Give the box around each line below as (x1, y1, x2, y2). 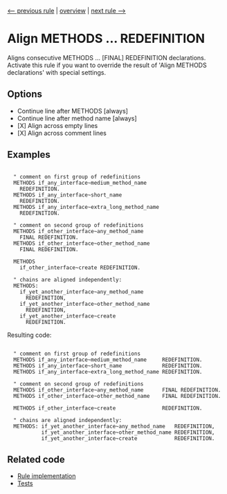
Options (7, 89, 43, 100)
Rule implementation (17, 472, 76, 480)
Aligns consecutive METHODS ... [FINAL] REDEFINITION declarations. (7, 53, 206, 62)
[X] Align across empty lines (17, 121, 98, 129)
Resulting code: (7, 331, 52, 339)
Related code (7, 453, 66, 465)
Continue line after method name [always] (17, 114, 137, 122)
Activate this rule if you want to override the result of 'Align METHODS (7, 61, 207, 69)
